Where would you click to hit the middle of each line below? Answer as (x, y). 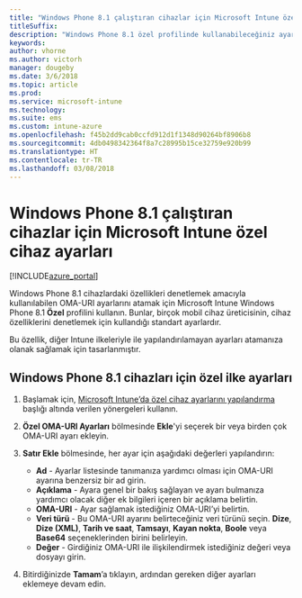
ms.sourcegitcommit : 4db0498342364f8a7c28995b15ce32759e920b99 (130, 143)
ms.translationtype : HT (54, 151)
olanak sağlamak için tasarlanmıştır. (75, 349)
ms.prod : (26, 93)
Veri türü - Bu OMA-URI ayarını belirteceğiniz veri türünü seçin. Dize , (164, 519)
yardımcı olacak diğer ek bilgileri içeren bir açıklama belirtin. (147, 500)
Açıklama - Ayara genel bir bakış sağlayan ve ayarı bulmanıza (150, 490)
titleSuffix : (34, 26)
